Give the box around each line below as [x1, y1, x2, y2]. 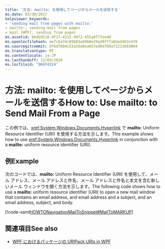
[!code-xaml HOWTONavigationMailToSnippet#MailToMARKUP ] [5, 209, 134, 215]
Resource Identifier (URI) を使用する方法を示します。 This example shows [5, 131, 154, 137]
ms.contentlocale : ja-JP [5, 53, 56, 58]
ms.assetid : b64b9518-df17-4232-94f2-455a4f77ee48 [5, 35, 111, 40]
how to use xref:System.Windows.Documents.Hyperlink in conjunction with [5, 136, 158, 143]
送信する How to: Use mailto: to [31, 97, 158, 108]
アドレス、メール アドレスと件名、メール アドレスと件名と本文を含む [10, 177, 151, 183]
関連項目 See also [5, 224, 58, 233]
